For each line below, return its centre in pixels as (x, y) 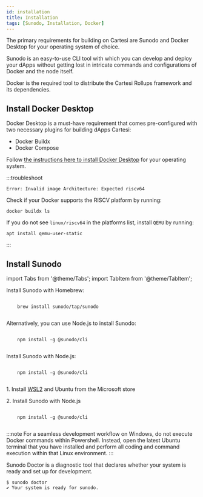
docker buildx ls (28, 212)
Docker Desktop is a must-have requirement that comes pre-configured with (102, 123)
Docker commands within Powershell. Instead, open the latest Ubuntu (93, 440)
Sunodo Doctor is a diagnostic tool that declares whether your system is (96, 465)
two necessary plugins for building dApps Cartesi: (69, 130)
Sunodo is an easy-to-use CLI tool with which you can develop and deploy (99, 59)
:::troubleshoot (25, 178)
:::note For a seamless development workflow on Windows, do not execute (99, 434)
